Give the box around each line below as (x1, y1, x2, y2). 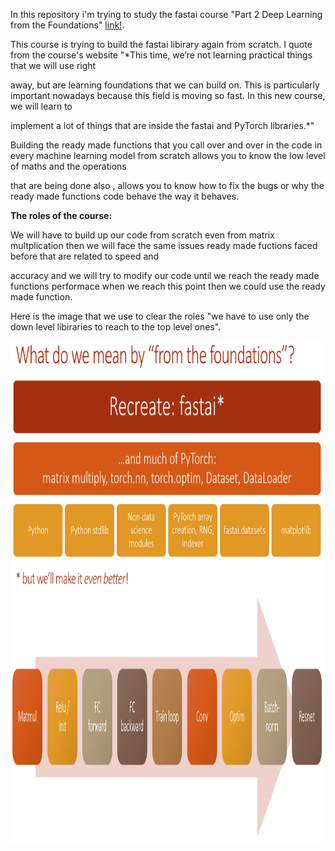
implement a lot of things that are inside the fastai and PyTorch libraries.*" (10, 120, 315, 131)
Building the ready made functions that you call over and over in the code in (10, 139, 323, 151)
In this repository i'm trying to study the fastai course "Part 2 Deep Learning (10, 9, 323, 20)
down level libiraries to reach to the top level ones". (10, 321, 222, 333)
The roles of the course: (10, 210, 113, 221)
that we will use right (10, 60, 97, 71)
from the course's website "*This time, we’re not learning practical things (10, 49, 313, 61)
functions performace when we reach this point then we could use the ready (10, 280, 326, 292)
